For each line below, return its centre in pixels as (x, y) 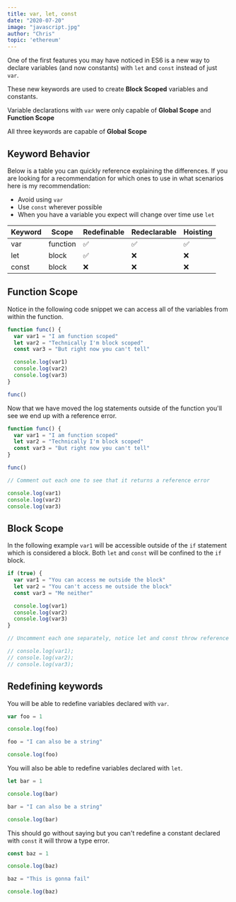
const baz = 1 (28, 853)
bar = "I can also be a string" (55, 806)
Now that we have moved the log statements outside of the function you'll (115, 408)
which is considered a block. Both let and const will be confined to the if (114, 553)
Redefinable (104, 232)
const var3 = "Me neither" (53, 593)
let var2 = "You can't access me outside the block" (93, 586)
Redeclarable (154, 232)
